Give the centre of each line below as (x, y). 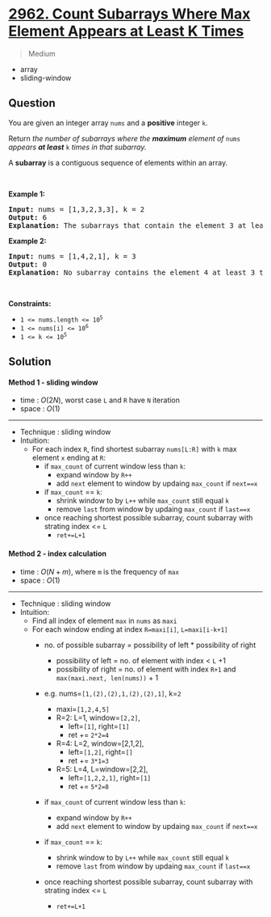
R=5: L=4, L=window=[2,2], (102, 769)
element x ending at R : (69, 458)
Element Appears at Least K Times (126, 31)
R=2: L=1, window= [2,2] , (98, 717)
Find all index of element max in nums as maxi (104, 620)
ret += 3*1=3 (88, 760)
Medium (42, 53)
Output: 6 (27, 217)
